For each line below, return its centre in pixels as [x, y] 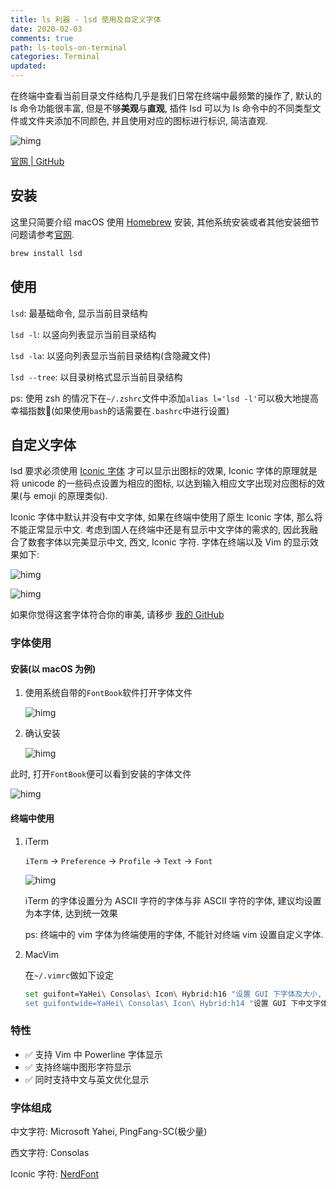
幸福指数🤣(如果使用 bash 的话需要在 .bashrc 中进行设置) [120, 410]
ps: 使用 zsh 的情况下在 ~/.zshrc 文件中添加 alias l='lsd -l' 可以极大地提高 [165, 398]
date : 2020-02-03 [46, 29]
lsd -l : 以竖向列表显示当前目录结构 [83, 334]
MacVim [41, 954]
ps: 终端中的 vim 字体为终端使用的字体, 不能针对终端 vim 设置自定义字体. [174, 934]
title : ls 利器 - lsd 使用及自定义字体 [86, 19]
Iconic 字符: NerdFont [55, 1173]
